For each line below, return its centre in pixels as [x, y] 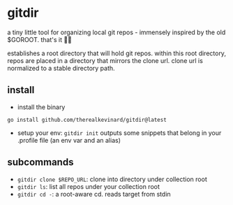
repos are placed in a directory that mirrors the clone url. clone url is [105, 60]
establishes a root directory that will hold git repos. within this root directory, [117, 53]
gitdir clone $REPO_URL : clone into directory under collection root [112, 179]
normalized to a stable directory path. [61, 68]
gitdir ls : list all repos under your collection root [89, 186]
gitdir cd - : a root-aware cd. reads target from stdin [94, 194]
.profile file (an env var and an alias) [69, 140]
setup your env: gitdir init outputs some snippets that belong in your [119, 133]
